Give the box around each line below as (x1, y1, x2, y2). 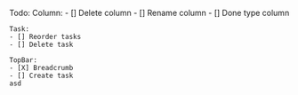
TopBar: (9, 56, 38, 65)
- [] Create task (9, 71, 74, 80)
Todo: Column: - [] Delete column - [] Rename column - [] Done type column (9, 8, 290, 18)
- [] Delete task (9, 40, 74, 49)
